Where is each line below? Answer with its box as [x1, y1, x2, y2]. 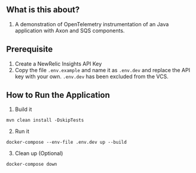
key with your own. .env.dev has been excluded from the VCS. [14, 73, 169, 80]
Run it [14, 128, 30, 135]
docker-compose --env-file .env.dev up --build [6, 140, 127, 146]
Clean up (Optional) [14, 150, 63, 157]
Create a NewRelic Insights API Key [14, 60, 102, 67]
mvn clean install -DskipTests [6, 118, 84, 123]
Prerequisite [6, 44, 53, 54]
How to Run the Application [6, 90, 111, 100]
